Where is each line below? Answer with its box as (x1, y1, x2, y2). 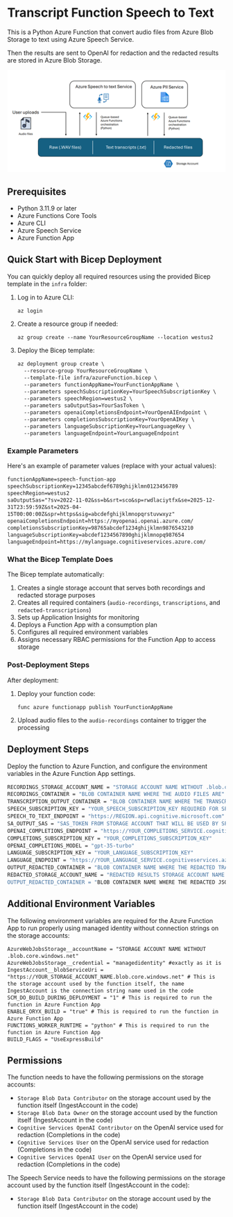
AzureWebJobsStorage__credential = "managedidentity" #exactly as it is (7, 959, 222, 966)
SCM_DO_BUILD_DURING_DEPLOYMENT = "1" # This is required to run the (7, 994, 213, 1001)
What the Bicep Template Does (7, 554, 113, 564)
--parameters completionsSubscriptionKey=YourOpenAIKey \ (24, 415, 195, 423)
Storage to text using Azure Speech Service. (7, 35, 134, 43)
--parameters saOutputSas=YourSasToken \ (24, 401, 146, 409)
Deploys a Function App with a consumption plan (17, 620, 158, 629)
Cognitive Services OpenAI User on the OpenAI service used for (17, 1153, 202, 1161)
